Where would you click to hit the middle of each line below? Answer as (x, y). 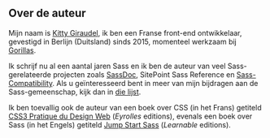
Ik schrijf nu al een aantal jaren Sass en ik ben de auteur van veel (117, 66)
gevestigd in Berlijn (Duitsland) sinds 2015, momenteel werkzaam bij (123, 41)
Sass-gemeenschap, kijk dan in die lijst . (75, 92)
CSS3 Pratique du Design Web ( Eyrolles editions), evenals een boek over (131, 116)
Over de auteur (48, 13)
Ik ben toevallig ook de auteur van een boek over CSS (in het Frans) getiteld (135, 107)
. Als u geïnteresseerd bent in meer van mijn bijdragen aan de (155, 83)
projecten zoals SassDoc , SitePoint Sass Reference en (144, 74)
